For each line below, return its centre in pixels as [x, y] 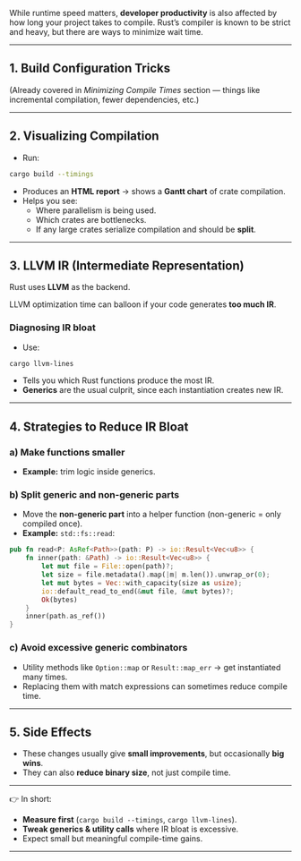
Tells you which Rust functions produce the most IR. [118, 380]
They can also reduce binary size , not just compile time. [126, 772]
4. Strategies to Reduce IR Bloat [99, 426]
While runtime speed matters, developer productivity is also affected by [143, 13]
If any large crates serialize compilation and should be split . [146, 229]
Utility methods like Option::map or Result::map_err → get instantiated [151, 667]
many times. [45, 677]
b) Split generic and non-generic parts [95, 495]
